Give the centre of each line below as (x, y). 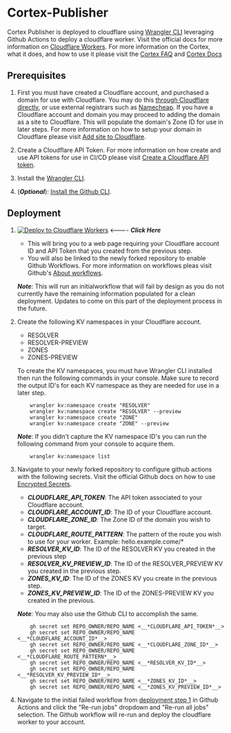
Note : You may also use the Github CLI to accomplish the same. (108, 613)
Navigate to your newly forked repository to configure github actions (114, 469)
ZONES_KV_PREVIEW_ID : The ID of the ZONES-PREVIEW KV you (121, 592)
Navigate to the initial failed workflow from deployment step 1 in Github (118, 700)
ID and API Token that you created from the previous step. (110, 251)
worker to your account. (51, 722)
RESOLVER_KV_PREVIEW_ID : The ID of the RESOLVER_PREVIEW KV (125, 563)
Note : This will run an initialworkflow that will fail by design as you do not (121, 286)
